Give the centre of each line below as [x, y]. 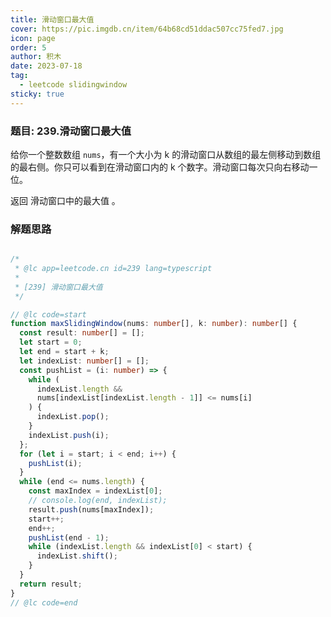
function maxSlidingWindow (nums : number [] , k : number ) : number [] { [154, 324]
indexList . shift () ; [77, 556]
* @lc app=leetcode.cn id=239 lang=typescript [113, 269]
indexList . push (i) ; [69, 435]
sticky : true [37, 94]
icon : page [33, 38]
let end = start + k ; [64, 352]
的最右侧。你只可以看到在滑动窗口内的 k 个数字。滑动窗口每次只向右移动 [160, 167]
